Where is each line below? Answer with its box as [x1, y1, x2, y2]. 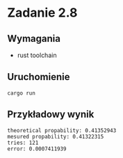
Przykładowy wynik [7, 109, 95, 120]
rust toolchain [17, 51, 57, 59]
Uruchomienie [7, 71, 70, 83]
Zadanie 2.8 [7, 5, 78, 21]
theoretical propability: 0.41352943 [7, 127, 117, 134]
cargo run [7, 89, 36, 97]
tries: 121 [7, 139, 39, 146]
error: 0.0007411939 [7, 145, 67, 152]
